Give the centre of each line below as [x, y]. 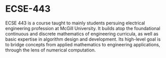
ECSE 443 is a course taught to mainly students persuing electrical [75, 23]
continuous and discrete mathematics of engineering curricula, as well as [82, 34]
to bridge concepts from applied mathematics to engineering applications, [83, 44]
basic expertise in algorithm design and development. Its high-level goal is [83, 39]
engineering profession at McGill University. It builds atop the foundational [83, 28]
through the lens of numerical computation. [51, 50]
